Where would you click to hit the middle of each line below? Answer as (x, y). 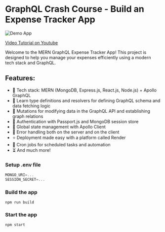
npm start (15, 225)
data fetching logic (31, 106)
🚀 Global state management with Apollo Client (59, 127)
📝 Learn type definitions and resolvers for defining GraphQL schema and (86, 100)
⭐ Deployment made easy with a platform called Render (69, 137)
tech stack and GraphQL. (31, 63)
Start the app (21, 215)
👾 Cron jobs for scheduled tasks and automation (61, 144)
